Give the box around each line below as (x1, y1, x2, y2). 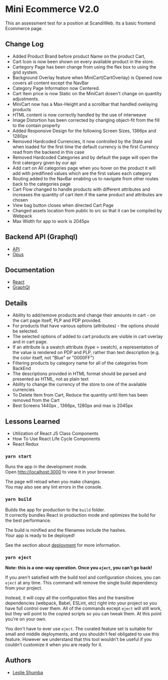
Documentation (5, 265, 55, 274)
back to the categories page (12, 181, 71, 187)
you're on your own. (5, 616, 46, 622)
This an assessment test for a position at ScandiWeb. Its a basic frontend (5, 20, 156, 26)
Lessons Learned (5, 417, 60, 426)
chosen (12, 197, 28, 203)
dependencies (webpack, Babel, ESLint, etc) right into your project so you (5, 600, 157, 606)
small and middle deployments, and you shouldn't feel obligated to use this (5, 631, 159, 637)
